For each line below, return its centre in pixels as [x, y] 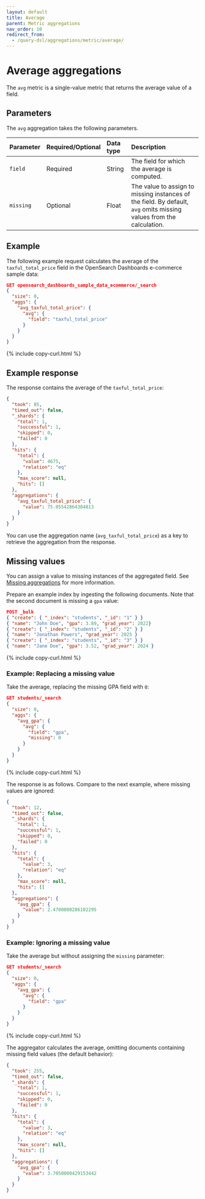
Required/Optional [74, 147]
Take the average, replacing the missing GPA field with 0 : [78, 687]
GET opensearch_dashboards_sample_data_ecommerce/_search [81, 285]
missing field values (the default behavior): [60, 1054]
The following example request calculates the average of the [82, 261]
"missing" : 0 [45, 738]
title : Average [26, 18]
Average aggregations [64, 71]
